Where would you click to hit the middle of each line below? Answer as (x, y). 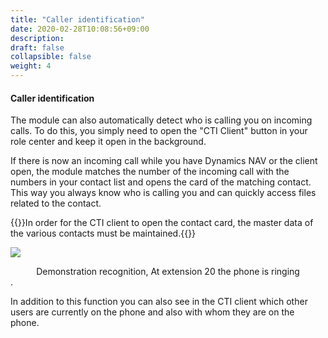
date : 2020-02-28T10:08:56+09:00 (80, 29)
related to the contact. (56, 203)
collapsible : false (51, 57)
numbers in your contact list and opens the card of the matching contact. (161, 182)
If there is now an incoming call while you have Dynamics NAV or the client (164, 161)
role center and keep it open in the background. (108, 142)
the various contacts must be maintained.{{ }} (103, 233)
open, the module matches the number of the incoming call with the (150, 172)
